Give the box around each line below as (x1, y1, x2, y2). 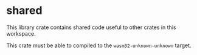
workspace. (6, 30, 36, 37)
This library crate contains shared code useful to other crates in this (6, 24, 176, 31)
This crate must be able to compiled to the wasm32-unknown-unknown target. (6, 42, 192, 49)
